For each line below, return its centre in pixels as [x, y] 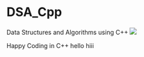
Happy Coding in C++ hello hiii [50, 45]
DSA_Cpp [34, 12]
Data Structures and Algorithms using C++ [67, 32]
